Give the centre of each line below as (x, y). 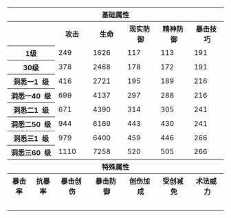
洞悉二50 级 (31, 124)
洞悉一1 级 (31, 82)
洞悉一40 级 (31, 96)
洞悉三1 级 (31, 138)
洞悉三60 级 (31, 153)
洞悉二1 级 (31, 110)
